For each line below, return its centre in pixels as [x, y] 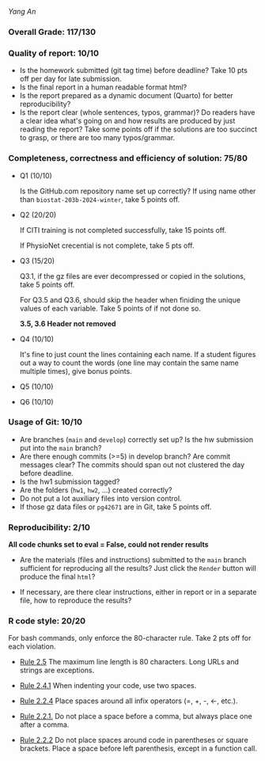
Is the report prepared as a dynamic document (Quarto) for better [126, 96]
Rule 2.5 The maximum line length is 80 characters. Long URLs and [129, 662]
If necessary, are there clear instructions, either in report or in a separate [138, 592]
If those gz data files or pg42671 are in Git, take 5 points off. [115, 507]
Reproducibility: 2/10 [49, 527]
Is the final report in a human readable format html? [103, 87]
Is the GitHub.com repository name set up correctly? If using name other [138, 191]
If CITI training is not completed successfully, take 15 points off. [123, 230]
